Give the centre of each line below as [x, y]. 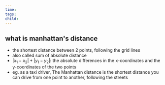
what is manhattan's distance [51, 38]
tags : [11, 14]
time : [11, 10]
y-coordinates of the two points [44, 67]
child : [12, 19]
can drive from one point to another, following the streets [70, 77]
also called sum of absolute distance [49, 55]
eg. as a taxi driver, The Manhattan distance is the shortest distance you [85, 72]
